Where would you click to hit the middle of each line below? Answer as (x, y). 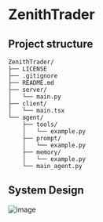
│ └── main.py (35, 97)
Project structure (51, 44)
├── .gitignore (33, 76)
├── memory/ (42, 152)
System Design (46, 191)
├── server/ (28, 90)
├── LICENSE (28, 69)
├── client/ (28, 104)
